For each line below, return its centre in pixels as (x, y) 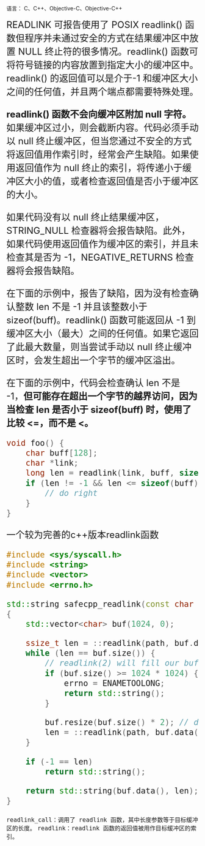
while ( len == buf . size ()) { (90, 653)
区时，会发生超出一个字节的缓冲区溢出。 (93, 360)
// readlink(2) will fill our (112, 663)
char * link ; (52, 463)
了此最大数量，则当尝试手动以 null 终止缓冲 (99, 347)
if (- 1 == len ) (59, 762)
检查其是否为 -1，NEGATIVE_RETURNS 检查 (100, 257)
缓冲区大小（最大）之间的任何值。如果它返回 (103, 333)
